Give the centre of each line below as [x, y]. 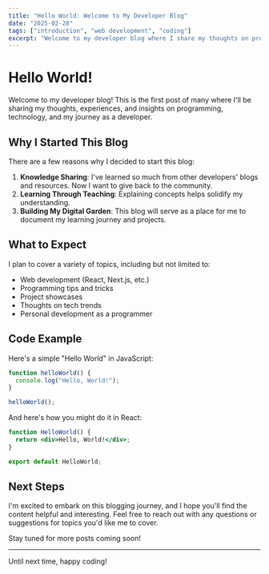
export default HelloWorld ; [55, 462]
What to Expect [47, 245]
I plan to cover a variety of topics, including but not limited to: [109, 264]
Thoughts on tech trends [60, 305]
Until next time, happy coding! [58, 561]
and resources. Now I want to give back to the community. [116, 186]
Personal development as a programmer [86, 313]
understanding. [45, 202]
